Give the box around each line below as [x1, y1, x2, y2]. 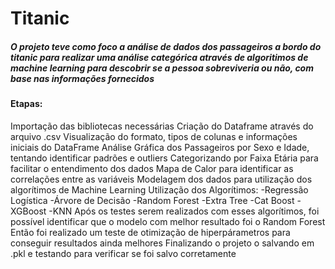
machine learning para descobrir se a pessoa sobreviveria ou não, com [10, 62, 314, 74]
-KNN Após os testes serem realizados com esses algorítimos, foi [48, 205, 320, 217]
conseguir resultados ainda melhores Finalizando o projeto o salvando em [10, 237, 315, 249]
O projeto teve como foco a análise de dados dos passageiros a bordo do [10, 40, 322, 52]
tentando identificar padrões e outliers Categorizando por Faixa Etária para [10, 152, 319, 164]
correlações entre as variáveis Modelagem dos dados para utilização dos [10, 173, 313, 185]
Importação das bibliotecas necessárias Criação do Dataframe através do [10, 120, 314, 132]
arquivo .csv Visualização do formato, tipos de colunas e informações [10, 130, 298, 142]
